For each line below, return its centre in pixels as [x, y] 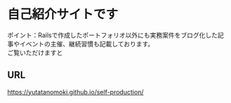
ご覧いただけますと [35, 53]
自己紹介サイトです [63, 14]
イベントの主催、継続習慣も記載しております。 [87, 43]
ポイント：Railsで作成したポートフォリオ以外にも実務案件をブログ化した [112, 35]
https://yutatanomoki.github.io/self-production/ [75, 92]
